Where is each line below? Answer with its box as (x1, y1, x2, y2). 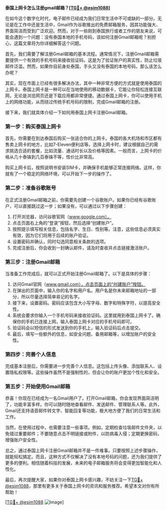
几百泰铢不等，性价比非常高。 (35, 154, 97, 160)
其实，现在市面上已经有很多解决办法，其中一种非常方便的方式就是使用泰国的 (5, 80, 162, 86)
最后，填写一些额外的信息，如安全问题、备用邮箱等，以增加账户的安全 (12, 331, 157, 337)
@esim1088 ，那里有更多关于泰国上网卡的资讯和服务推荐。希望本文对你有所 (5, 483, 160, 489)
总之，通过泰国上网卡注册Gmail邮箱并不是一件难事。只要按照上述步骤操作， (5, 448, 161, 454)
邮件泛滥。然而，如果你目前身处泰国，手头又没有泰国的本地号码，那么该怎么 (5, 63, 162, 69)
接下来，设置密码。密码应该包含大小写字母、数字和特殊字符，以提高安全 (12, 300, 161, 306)
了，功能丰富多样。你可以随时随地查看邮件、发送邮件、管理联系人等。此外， (5, 401, 162, 407)
